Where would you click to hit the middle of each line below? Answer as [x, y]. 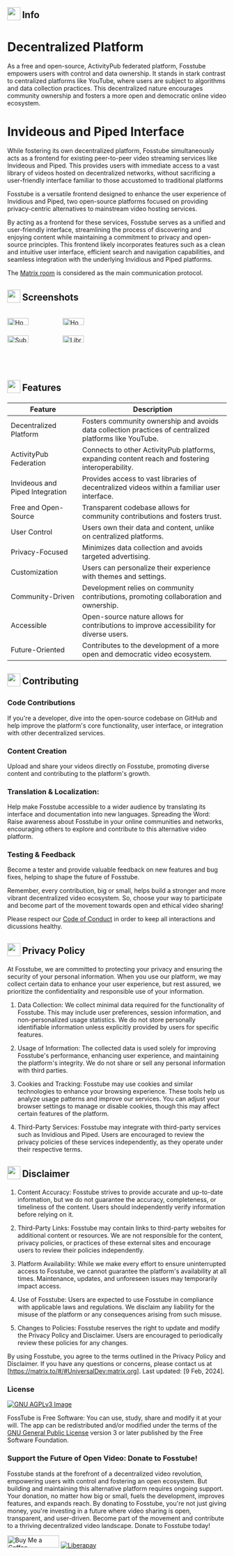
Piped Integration [39, 492]
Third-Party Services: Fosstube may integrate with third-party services [119, 1127]
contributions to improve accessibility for [149, 625]
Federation [29, 463]
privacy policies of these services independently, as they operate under [120, 1142]
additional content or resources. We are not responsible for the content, [120, 1235]
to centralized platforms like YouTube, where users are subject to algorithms [116, 81]
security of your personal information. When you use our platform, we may [114, 977]
